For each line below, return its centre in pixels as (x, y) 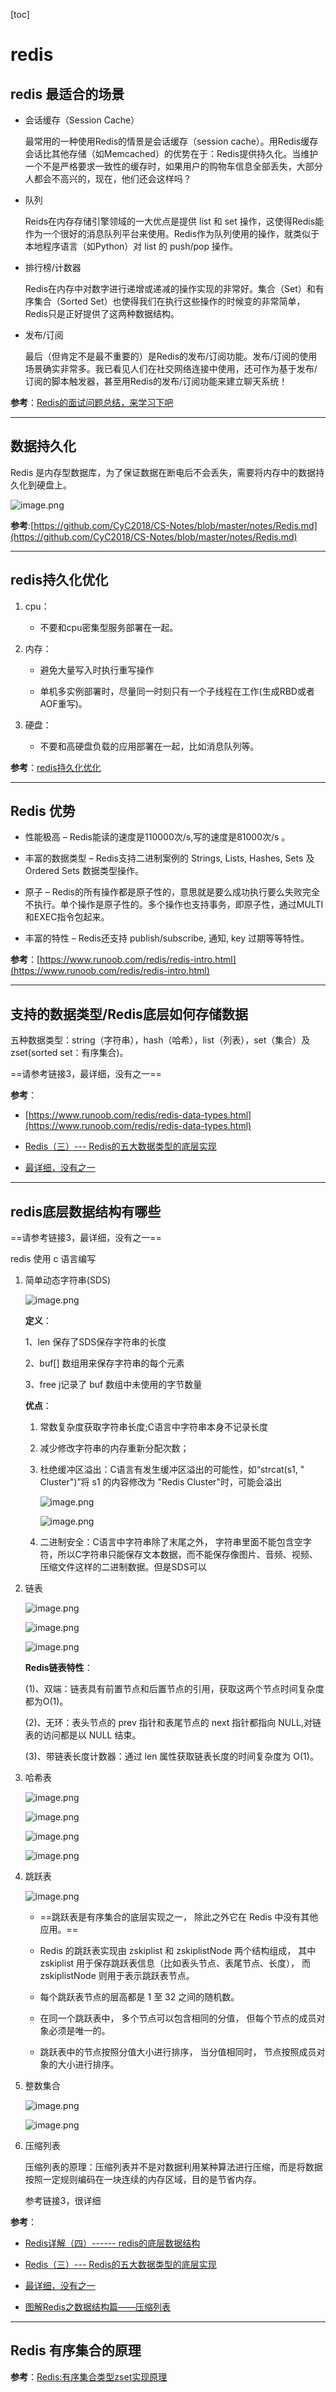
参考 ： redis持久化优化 (56, 767)
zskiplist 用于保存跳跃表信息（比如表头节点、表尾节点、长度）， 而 (175, 1963)
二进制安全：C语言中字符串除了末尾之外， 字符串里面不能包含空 (171, 1542)
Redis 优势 (43, 811)
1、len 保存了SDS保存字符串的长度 (95, 1342)
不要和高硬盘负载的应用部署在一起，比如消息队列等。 (149, 746)
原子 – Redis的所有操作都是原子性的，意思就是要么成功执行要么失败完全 (172, 892)
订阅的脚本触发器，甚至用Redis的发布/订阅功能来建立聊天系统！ (156, 381)
